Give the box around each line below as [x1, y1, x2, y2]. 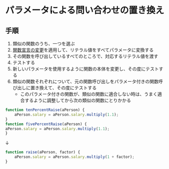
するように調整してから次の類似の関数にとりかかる [24, 97, 132, 103]
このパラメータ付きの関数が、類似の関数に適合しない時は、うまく [20, 91, 158, 97]
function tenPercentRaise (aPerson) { [5, 107, 85, 112]
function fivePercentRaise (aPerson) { [5, 122, 87, 127]
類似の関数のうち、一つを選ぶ [12, 41, 75, 46]
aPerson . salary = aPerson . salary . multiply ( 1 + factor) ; [14, 154, 135, 159]
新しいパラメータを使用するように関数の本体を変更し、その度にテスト [12, 66, 159, 72]
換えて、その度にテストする [39, 85, 97, 91]
